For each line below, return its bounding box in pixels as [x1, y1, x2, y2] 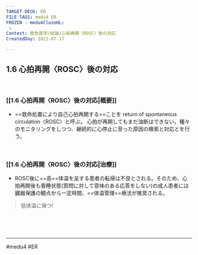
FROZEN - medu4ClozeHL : [6, 19, 65, 25]
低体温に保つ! [20, 202, 54, 209]
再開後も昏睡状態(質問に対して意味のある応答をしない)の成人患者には [19, 182, 189, 189]
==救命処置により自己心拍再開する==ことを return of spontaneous [14, 111, 177, 118]
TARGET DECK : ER [6, 8, 46, 15]
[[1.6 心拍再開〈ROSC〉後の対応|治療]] [6, 160, 117, 168]
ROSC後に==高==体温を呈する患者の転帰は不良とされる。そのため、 [14, 175, 183, 182]
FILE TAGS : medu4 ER [6, 14, 57, 20]
